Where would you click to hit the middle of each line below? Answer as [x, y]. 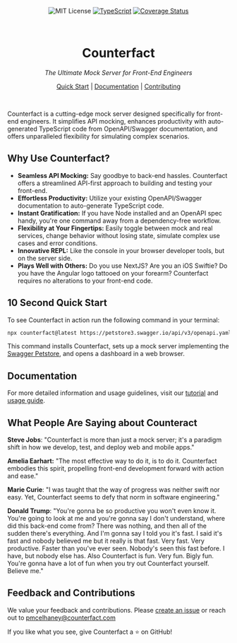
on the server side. [45, 258]
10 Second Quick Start [57, 303]
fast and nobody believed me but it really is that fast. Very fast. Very [106, 541]
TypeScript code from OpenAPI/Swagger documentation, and [128, 129]
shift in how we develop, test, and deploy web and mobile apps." [101, 447]
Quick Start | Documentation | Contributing [119, 86]
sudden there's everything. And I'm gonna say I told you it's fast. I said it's [115, 533]
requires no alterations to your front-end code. [85, 281]
